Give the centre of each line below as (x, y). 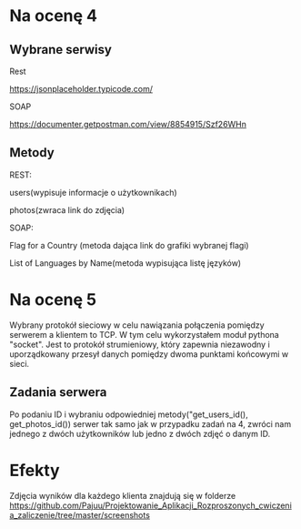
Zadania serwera (58, 392)
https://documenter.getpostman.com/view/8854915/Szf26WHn (128, 124)
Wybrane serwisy (60, 50)
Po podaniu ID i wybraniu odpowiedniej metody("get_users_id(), (129, 414)
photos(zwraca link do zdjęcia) (67, 209)
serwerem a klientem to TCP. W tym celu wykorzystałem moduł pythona (144, 334)
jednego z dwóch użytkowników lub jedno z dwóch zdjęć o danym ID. (140, 433)
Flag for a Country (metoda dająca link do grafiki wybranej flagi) (129, 245)
